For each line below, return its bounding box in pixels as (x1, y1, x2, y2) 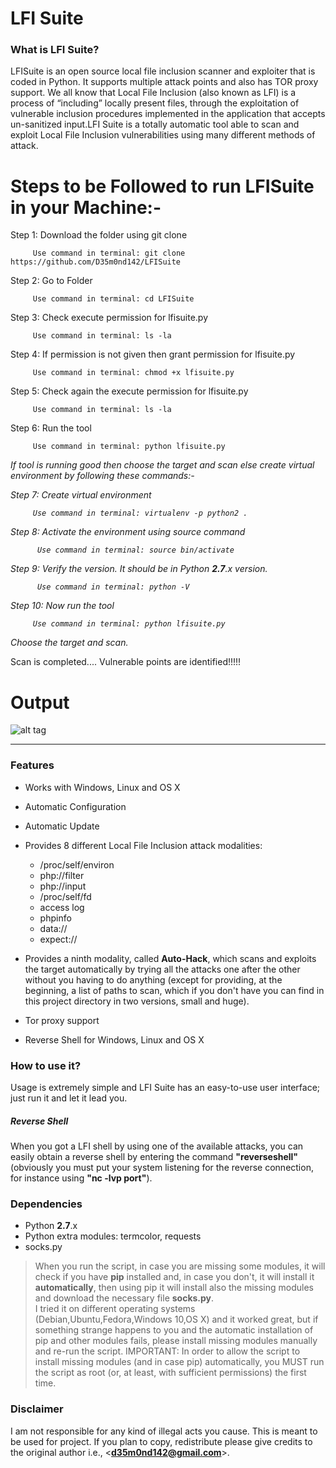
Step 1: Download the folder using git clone (10, 229, 188, 241)
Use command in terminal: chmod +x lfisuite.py (32, 368, 235, 378)
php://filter (39, 869, 85, 881)
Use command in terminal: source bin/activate (36, 545, 235, 556)
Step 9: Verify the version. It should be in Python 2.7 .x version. (10, 563, 268, 575)
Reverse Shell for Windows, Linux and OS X (24, 1033, 205, 1046)
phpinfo (39, 912, 72, 924)
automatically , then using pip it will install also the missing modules (34, 1282, 315, 1294)
